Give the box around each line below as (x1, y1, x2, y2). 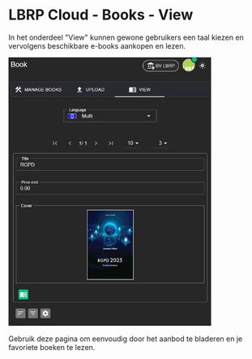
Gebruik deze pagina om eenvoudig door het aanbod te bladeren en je (8, 334, 243, 344)
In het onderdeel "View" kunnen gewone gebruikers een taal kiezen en (8, 32, 245, 42)
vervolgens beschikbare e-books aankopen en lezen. (8, 41, 186, 50)
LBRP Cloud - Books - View (8, 6, 194, 24)
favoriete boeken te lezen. (8, 343, 96, 353)
